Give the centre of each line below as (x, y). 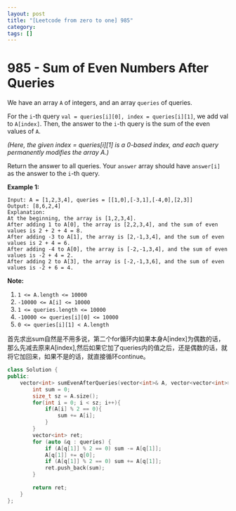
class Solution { (33, 370)
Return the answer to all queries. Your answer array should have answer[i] (114, 166)
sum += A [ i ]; (77, 416)
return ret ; (50, 487)
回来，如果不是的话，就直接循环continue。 (87, 357)
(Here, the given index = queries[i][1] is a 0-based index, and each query (113, 145)
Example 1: (24, 187)
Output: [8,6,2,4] (34, 206)
